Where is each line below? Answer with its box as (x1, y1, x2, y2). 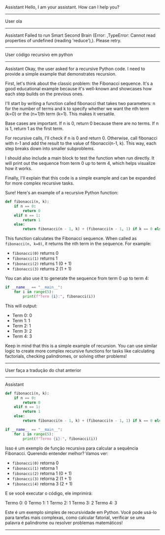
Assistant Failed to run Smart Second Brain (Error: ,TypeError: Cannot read (5, 32, 156, 38)
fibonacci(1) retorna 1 (12, 465, 58, 471)
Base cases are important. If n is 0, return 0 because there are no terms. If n (5, 120, 159, 126)
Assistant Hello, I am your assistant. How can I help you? (5, 4, 119, 10)
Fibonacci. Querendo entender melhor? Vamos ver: (5, 450, 109, 456)
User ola (5, 18, 22, 24)
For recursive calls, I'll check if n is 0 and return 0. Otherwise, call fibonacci (5, 135, 158, 141)
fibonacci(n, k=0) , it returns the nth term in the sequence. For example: (5, 241, 151, 247)
